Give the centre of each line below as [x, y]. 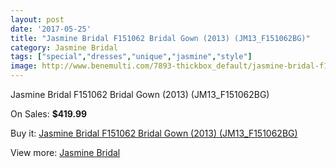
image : [24, 66]
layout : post [37, 19]
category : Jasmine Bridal [64, 47]
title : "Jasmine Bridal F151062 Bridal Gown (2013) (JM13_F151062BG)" [160, 38]
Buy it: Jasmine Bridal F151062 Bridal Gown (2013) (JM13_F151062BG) [154, 133]
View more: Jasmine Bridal [65, 152]
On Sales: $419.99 [49, 114]
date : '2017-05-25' [51, 29]
